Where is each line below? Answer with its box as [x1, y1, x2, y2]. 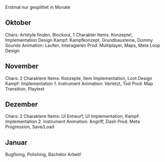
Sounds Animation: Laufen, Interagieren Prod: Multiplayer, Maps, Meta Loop [5, 42, 161, 48]
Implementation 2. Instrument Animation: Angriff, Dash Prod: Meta [5, 119, 140, 125]
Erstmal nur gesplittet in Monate [5, 4, 71, 10]
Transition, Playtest [5, 85, 45, 91]
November [5, 62, 39, 71]
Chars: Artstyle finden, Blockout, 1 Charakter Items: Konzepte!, [5, 32, 133, 38]
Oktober [5, 18, 31, 27]
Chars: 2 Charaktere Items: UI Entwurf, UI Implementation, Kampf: [5, 113, 140, 119]
